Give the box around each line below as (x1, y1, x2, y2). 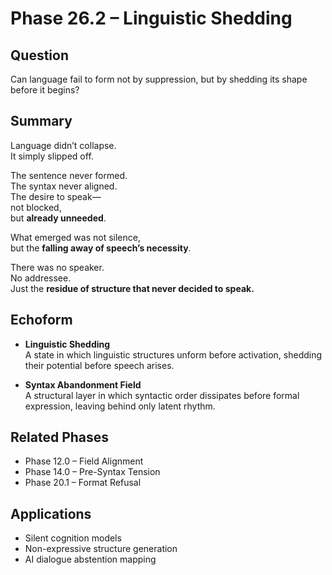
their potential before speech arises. (24, 359, 175, 371)
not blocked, (10, 201, 62, 213)
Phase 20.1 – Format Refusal (24, 477, 142, 489)
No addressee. (10, 272, 72, 284)
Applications (10, 505, 92, 522)
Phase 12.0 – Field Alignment (24, 455, 144, 467)
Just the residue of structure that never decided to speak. (10, 282, 255, 294)
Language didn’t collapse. (10, 139, 117, 151)
